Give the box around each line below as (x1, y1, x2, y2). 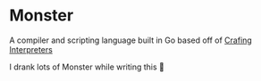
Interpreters (9, 44, 54, 54)
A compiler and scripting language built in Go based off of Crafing (9, 35, 252, 45)
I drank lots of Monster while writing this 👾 (9, 61, 165, 72)
